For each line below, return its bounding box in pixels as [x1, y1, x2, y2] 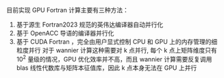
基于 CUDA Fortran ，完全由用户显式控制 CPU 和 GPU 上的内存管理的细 [16, 38, 218, 46]
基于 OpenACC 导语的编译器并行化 [16, 29, 114, 37]
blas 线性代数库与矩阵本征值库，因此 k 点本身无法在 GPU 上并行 [16, 64, 197, 72]
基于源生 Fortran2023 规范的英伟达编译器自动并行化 [16, 21, 164, 29]
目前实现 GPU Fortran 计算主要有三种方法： [6, 6, 129, 14]
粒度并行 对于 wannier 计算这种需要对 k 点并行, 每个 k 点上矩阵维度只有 [16, 47, 217, 54]
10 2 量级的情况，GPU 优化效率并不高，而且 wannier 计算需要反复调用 [16, 54, 212, 63]
